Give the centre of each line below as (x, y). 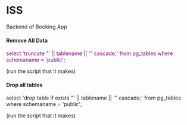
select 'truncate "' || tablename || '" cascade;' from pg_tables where (90, 53)
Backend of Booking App (37, 27)
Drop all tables (24, 85)
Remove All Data (27, 40)
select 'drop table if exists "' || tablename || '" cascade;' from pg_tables (94, 98)
